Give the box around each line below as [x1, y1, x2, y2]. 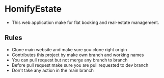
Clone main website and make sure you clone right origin [11, 46, 127, 52]
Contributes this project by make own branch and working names [11, 52, 144, 58]
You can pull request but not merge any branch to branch [11, 57, 128, 63]
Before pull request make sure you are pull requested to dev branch [11, 62, 149, 68]
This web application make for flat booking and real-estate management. [11, 19, 159, 25]
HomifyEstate [4, 3, 62, 15]
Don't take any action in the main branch [11, 67, 94, 73]
